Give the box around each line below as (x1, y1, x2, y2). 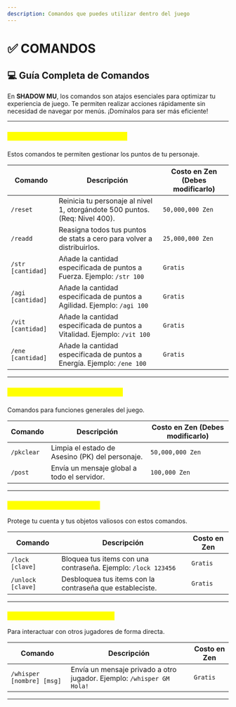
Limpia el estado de (51, 443, 116, 453)
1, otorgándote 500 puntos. (58, 204, 150, 214)
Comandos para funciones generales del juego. (7, 406, 145, 414)
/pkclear (11, 449, 40, 456)
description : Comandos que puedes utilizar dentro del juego (7, 10, 190, 18)
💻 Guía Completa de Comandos (7, 70, 150, 81)
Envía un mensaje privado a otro (70, 664, 177, 674)
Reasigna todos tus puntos (58, 225, 147, 234)
